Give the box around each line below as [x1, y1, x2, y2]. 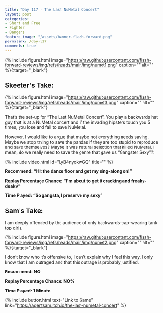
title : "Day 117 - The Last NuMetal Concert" [5, 7, 99, 12]
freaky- [131, 178, 147, 184]
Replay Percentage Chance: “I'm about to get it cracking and [5, 178, 131, 184]
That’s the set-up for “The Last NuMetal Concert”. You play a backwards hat [5, 114, 158, 120]
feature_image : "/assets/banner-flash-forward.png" [5, 35, 112, 40]
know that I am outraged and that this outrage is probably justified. [5, 259, 139, 265]
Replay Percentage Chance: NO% [5, 278, 75, 284]
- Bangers [5, 30, 25, 35]
